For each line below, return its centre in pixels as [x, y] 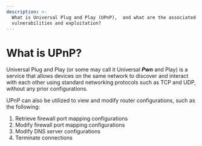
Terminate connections [44, 138]
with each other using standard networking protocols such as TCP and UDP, [101, 83]
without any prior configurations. [47, 89]
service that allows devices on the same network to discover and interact [97, 76]
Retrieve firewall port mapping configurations [71, 119]
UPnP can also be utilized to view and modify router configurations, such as [101, 101]
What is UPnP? [44, 53]
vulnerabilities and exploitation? [57, 23]
